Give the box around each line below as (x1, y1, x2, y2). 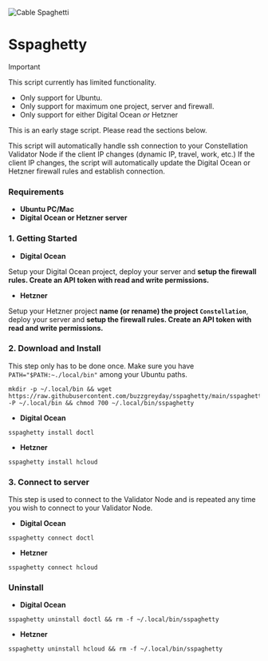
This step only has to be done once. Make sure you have (8, 360, 195, 371)
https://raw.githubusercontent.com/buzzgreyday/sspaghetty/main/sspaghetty (8, 392, 266, 400)
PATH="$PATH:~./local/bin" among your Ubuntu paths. (8, 369, 187, 379)
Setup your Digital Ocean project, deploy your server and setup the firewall (8, 266, 257, 276)
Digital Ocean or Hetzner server (19, 213, 128, 223)
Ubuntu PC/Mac (19, 205, 74, 214)
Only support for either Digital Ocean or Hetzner (19, 110, 179, 119)
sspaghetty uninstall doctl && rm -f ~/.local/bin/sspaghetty (8, 615, 219, 623)
